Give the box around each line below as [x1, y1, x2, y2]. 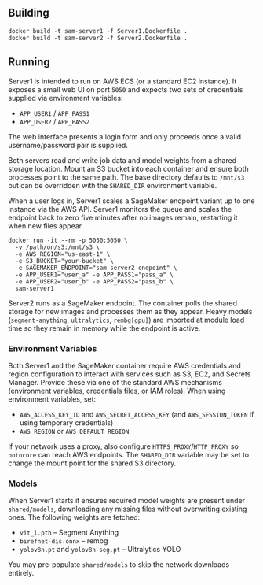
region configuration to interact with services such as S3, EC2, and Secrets [8, 369, 251, 379]
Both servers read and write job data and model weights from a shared [8, 155, 237, 165]
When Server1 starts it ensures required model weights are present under [8, 496, 246, 505]
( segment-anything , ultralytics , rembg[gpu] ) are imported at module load [8, 315, 245, 324]
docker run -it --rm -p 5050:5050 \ [8, 236, 128, 244]
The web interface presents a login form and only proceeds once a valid [8, 131, 242, 141]
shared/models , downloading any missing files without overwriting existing [8, 504, 247, 514]
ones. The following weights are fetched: [8, 513, 141, 522]
